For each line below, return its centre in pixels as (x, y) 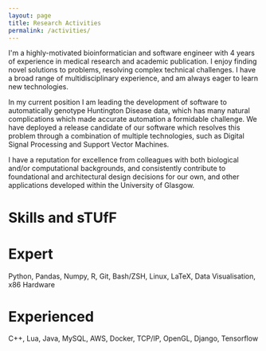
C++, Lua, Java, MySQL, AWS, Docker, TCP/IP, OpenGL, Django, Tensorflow (133, 338)
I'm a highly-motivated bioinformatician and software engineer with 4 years (131, 53)
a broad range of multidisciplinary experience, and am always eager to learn (133, 78)
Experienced (51, 316)
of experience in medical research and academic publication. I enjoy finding (133, 61)
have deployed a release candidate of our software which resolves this (124, 127)
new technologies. (39, 87)
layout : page (30, 16)
